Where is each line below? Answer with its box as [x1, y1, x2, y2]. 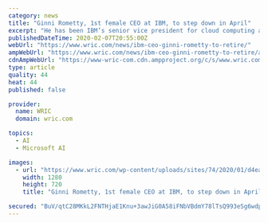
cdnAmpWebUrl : [8, 57, 56, 65]
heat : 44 [8, 78, 37, 86]
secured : [8, 202, 37, 211]
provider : [8, 100, 41, 108]
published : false [8, 85, 66, 94]
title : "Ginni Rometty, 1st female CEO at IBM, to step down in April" [8, 19, 251, 27]
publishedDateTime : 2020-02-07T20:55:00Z [8, 33, 148, 42]
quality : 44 [8, 71, 48, 79]
